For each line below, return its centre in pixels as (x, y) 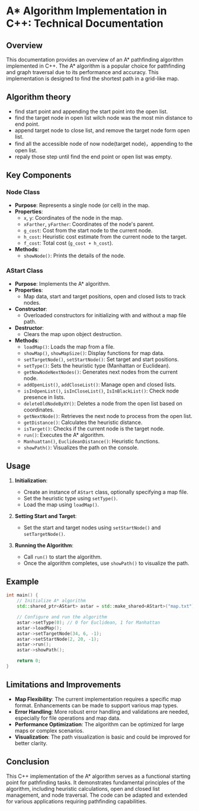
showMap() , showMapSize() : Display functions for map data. (94, 353)
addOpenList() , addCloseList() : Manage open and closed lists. (100, 384)
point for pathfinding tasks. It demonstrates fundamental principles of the (96, 782)
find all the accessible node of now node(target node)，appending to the (104, 143)
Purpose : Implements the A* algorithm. (62, 283)
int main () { (22, 595)
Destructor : (29, 328)
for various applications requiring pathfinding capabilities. (76, 801)
